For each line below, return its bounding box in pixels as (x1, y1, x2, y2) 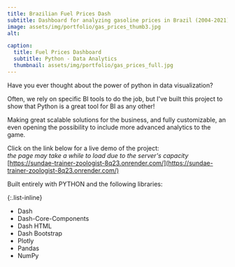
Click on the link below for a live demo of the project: (7, 144, 159, 152)
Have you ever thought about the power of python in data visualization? (7, 81, 213, 89)
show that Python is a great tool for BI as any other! (7, 102, 155, 110)
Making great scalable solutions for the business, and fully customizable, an (7, 115, 226, 124)
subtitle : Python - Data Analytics (13, 55, 117, 63)
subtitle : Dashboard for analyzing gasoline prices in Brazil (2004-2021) (7, 17, 230, 24)
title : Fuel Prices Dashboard (13, 49, 101, 56)
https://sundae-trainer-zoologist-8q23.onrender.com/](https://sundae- (9, 159, 213, 167)
